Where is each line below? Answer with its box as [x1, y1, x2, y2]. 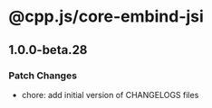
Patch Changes [8, 69, 78, 82]
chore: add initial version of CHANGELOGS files [21, 89, 199, 100]
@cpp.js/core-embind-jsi [8, 6, 205, 27]
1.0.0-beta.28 [8, 42, 88, 58]
